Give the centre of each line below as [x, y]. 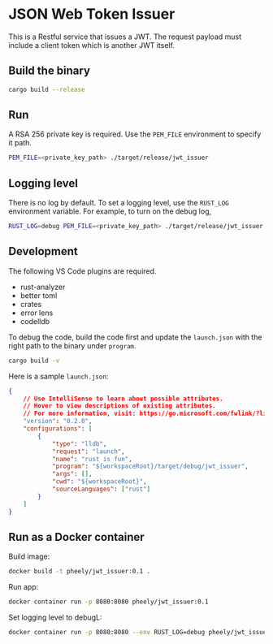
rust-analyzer [43, 287]
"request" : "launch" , [89, 452]
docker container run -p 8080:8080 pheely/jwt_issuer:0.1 [108, 602]
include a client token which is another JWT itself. [91, 45]
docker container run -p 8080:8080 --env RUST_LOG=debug [107, 633]
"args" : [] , [72, 474]
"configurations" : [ [58, 429]
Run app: [24, 587]
